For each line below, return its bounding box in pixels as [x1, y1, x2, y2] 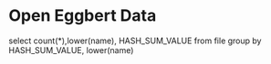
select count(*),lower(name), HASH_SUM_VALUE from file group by [8, 35, 262, 46]
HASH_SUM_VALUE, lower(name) [8, 44, 134, 55]
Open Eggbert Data [8, 5, 157, 26]
